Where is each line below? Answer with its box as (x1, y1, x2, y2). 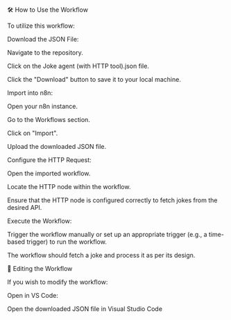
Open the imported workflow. (7, 169, 91, 177)
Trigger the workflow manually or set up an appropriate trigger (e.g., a (7, 231, 207, 238)
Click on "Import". (7, 129, 58, 137)
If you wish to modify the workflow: (7, 278, 108, 286)
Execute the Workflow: (7, 217, 72, 225)
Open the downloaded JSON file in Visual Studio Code (7, 305, 163, 313)
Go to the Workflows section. (7, 116, 90, 123)
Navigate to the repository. (7, 48, 83, 57)
